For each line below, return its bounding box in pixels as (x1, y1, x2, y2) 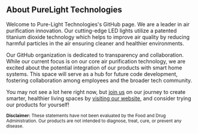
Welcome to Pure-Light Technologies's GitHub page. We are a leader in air (6, 20, 190, 28)
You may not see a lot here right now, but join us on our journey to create (6, 88, 186, 95)
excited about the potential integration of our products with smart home (6, 64, 182, 71)
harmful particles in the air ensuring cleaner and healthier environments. (6, 39, 184, 47)
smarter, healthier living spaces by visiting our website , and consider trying (6, 95, 191, 102)
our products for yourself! (6, 101, 70, 108)
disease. (6, 123, 24, 129)
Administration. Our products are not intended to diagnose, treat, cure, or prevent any (6, 118, 182, 124)
